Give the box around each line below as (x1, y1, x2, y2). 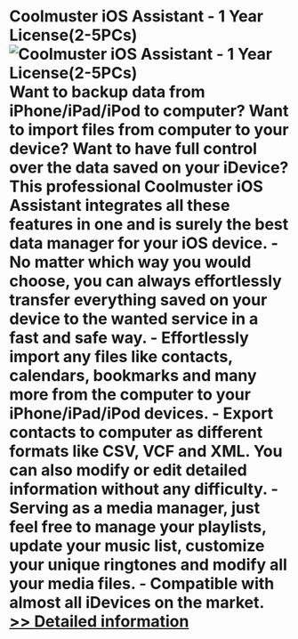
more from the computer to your (9, 384, 252, 405)
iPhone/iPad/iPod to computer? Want (9, 101, 289, 121)
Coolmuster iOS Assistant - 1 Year (9, 6, 264, 27)
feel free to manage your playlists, (9, 517, 267, 538)
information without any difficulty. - (9, 479, 278, 499)
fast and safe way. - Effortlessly (9, 328, 249, 348)
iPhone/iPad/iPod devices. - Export (9, 403, 274, 424)
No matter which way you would (9, 252, 252, 272)
